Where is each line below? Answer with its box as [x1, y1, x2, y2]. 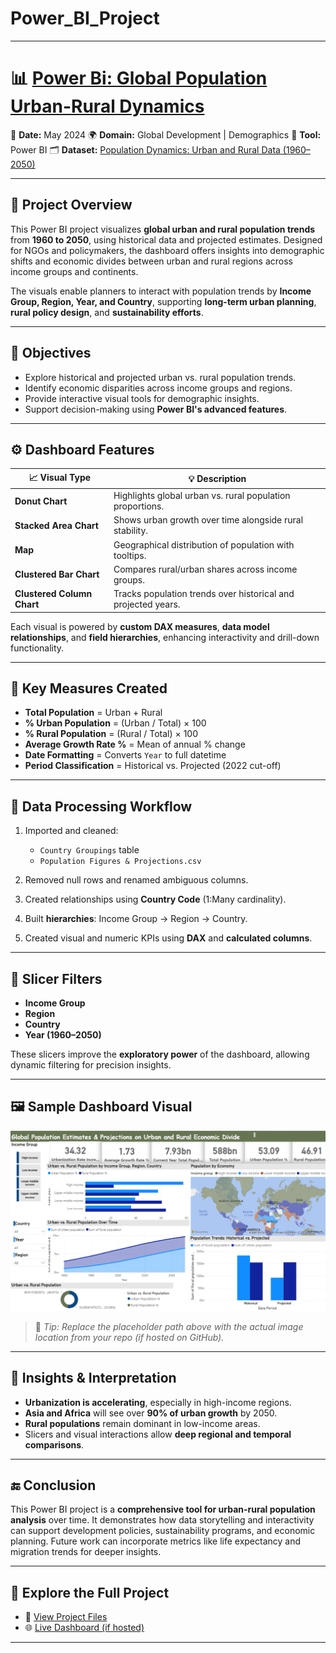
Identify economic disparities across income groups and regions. [24, 382, 293, 394]
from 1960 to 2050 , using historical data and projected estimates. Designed [10, 233, 323, 246]
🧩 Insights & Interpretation [10, 1370, 177, 1387]
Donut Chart [14, 495, 68, 507]
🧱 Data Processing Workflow [10, 798, 193, 815]
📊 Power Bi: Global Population [10, 67, 268, 90]
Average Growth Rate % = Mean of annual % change [24, 738, 246, 751]
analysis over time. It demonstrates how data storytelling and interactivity [10, 1514, 315, 1526]
